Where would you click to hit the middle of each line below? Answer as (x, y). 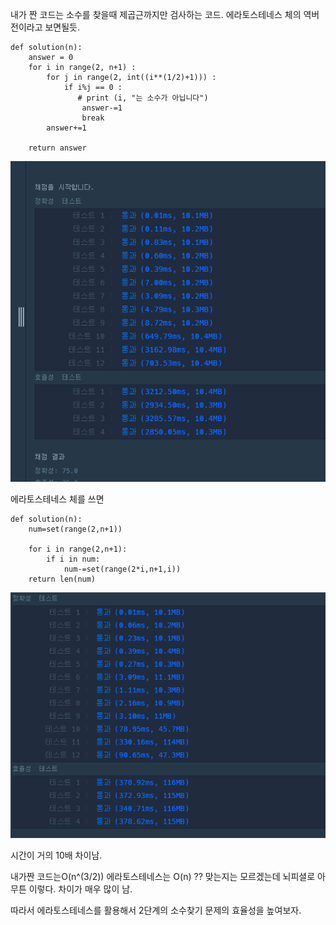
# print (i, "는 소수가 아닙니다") (143, 98)
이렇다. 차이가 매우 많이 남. (80, 889)
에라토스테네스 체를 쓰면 (57, 499)
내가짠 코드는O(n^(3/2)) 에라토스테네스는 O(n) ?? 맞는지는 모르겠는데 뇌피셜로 (163, 877)
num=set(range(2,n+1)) (75, 529)
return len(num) (62, 579)
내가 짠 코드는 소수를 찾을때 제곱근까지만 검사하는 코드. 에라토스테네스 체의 (156, 14)
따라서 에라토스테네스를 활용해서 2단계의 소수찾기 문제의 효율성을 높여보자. (156, 910)
